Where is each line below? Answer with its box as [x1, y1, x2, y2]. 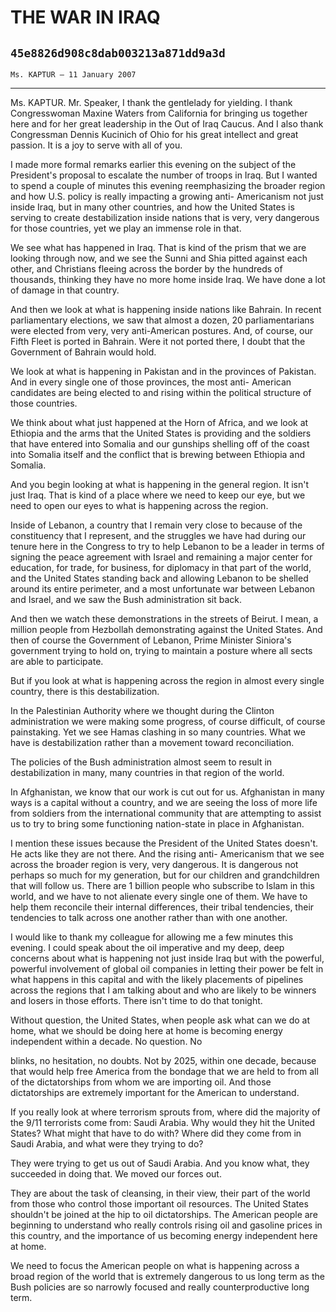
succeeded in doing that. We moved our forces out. [10, 1168, 222, 1180]
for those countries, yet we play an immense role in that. [10, 222, 242, 234]
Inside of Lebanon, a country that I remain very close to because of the [10, 519, 303, 531]
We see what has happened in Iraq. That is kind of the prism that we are [10, 242, 307, 253]
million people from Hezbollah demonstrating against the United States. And [10, 624, 323, 635]
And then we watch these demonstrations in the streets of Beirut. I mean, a [10, 613, 319, 625]
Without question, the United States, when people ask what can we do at [10, 1014, 310, 1026]
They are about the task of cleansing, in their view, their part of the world [10, 1187, 311, 1199]
